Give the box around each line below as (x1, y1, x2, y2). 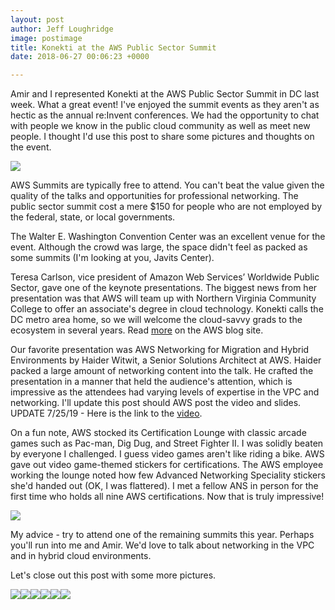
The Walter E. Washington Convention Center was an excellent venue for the (10, 231, 326, 243)
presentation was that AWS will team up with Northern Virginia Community (10, 292, 317, 305)
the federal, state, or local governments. (10, 211, 176, 223)
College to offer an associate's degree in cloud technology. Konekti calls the (10, 303, 324, 315)
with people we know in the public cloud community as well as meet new (10, 120, 311, 132)
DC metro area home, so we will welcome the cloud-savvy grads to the (10, 314, 303, 326)
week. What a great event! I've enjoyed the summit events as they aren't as (10, 99, 320, 111)
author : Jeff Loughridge (10, 24, 114, 34)
